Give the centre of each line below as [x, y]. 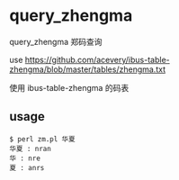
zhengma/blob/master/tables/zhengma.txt [88, 69]
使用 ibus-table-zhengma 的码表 [69, 87]
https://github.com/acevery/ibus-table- [97, 59]
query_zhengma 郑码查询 [56, 41]
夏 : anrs [27, 167]
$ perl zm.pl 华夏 [42, 139]
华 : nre [25, 158]
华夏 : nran [30, 148]
